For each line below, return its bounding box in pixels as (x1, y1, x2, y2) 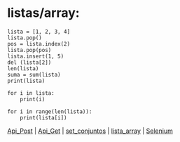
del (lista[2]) (7, 58, 52, 66)
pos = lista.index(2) (7, 40, 71, 47)
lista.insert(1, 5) (7, 53, 64, 60)
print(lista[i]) (20, 114, 68, 121)
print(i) (20, 96, 46, 103)
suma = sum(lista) (7, 71, 61, 78)
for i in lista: (7, 89, 55, 96)
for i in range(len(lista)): (7, 108, 92, 115)
